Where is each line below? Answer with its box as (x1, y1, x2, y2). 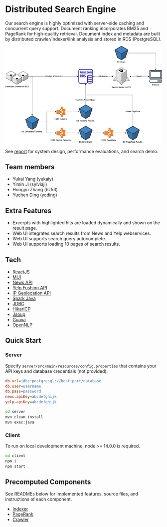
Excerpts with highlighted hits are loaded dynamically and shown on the (12, 220, 161, 226)
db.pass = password (5, 389, 41, 394)
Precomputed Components (5, 478, 91, 486)
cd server (5, 409, 26, 414)
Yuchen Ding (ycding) (12, 192, 57, 198)
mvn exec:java (5, 419, 35, 425)
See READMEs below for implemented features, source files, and (5, 491, 139, 497)
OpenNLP (12, 322, 32, 328)
